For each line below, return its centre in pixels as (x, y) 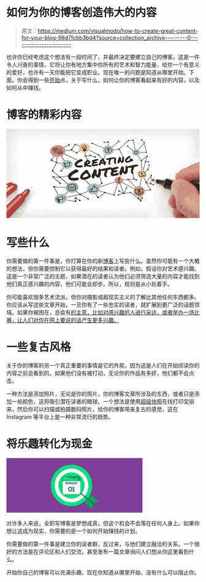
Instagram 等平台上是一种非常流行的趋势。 (60, 417)
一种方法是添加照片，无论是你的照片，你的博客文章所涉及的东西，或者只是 (100, 393)
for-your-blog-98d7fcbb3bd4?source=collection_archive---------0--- (109, 37)
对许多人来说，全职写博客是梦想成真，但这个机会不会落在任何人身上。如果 (100, 523)
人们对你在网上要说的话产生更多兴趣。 (71, 320)
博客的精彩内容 (44, 115)
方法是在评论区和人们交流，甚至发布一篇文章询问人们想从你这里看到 (103, 551)
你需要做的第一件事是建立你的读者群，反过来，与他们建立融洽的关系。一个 (100, 544)
